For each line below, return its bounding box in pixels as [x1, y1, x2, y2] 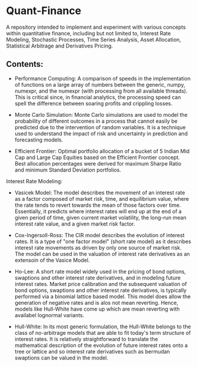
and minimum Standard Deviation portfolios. [14, 166, 122, 173]
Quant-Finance [6, 4, 82, 18]
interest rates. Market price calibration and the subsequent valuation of [14, 280, 187, 287]
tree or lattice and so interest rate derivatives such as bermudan [14, 348, 171, 355]
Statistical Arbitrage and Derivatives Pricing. [6, 42, 113, 49]
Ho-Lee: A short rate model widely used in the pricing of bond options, [14, 268, 186, 275]
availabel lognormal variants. [14, 311, 85, 318]
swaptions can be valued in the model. [14, 354, 109, 361]
